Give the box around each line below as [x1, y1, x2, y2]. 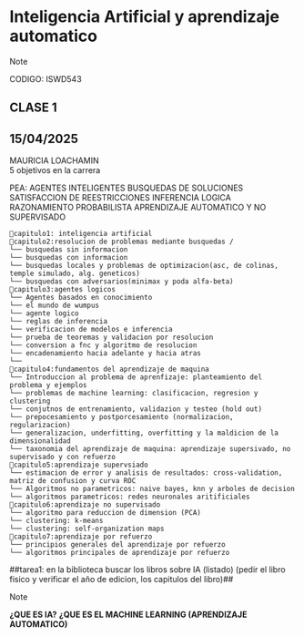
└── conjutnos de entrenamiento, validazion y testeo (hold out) [9, 405, 262, 414]
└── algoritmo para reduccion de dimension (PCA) [9, 509, 202, 518]
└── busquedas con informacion [9, 253, 128, 262]
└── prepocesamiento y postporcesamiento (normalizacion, [9, 413, 234, 422]
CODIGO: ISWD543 [9, 73, 82, 84]
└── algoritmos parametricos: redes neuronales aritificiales [9, 492, 250, 502]
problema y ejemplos [9, 381, 88, 390]
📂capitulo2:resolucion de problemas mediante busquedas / [9, 237, 234, 247]
